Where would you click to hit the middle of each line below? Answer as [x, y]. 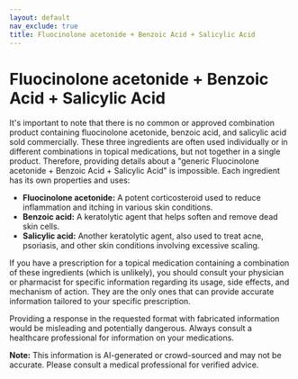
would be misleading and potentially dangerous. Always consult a [131, 329]
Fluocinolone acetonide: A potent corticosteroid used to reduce [141, 198]
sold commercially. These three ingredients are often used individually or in [149, 142]
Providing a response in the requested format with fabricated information [144, 319]
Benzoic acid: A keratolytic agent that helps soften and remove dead [150, 217]
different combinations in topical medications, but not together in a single [145, 152]
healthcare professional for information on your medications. [122, 338]
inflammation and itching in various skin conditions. [117, 207]
